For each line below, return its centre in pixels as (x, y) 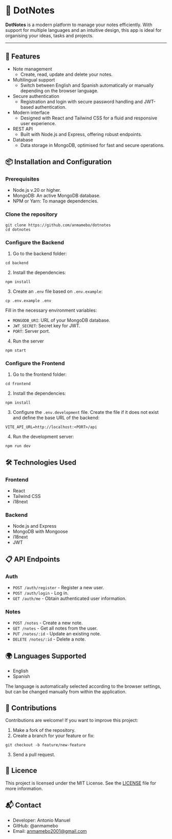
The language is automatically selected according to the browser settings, (83, 686)
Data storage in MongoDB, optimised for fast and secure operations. (92, 145)
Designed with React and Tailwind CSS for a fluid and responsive (89, 118)
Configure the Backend (35, 242)
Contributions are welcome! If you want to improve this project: (72, 720)
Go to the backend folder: (40, 254)
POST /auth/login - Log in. (41, 593)
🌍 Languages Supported (46, 656)
